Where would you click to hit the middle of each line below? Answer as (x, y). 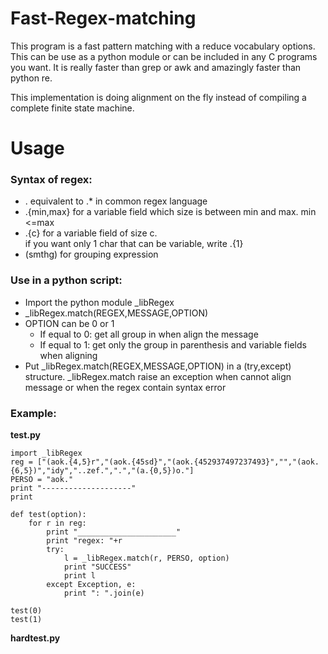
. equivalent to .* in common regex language (116, 201)
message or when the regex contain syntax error (125, 387)
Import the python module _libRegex (99, 302)
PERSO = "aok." (42, 480)
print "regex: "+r (84, 541)
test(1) (26, 620)
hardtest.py (35, 638)
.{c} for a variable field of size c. (91, 233)
